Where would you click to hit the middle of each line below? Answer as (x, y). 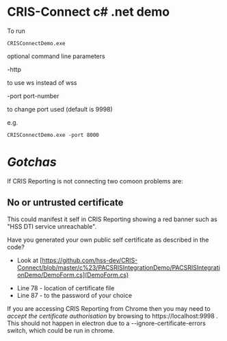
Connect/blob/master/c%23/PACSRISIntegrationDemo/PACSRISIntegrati (119, 267)
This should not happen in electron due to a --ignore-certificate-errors (107, 323)
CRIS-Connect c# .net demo (88, 12)
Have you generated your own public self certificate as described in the (108, 240)
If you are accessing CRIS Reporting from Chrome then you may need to (109, 308)
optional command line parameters (56, 56)
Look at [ (29, 260)
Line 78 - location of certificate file (66, 288)
